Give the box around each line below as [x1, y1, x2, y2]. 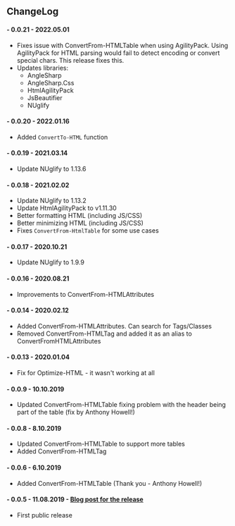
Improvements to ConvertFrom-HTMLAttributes [16, 290, 155, 298]
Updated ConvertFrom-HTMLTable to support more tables [16, 440, 186, 448]
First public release [16, 510, 73, 519]
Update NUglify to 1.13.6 [16, 165, 87, 173]
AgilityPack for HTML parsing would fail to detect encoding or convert [16, 49, 220, 57]
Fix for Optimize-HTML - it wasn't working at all [16, 369, 155, 377]
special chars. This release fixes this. [16, 56, 125, 64]
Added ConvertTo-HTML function [16, 133, 108, 141]
